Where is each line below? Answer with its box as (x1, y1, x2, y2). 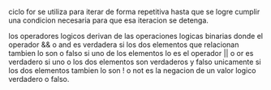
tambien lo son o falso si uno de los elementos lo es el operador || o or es (8, 49, 254, 58)
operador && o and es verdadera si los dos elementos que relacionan (8, 40, 239, 49)
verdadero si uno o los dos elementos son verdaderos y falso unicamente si (8, 57, 261, 66)
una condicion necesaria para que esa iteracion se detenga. (8, 15, 209, 25)
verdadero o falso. (8, 75, 70, 84)
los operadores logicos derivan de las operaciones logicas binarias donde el (8, 32, 264, 41)
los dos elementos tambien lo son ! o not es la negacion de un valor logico (8, 66, 256, 75)
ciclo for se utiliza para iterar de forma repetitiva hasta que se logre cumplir (8, 7, 260, 16)
